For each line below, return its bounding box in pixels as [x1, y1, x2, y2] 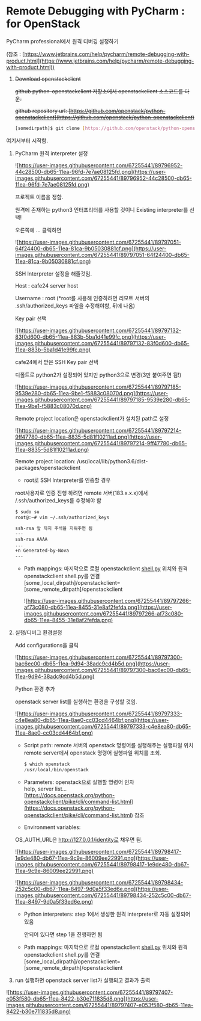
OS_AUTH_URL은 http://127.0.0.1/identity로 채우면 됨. [14, 836, 143, 843]
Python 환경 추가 [14, 685, 55, 692]
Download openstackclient [14, 75, 81, 82]
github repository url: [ [14, 107, 71, 114]
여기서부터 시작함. [6, 137, 49, 144]
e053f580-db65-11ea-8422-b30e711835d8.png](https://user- [6, 995, 159, 1002]
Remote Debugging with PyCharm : [6, 4, 185, 18]
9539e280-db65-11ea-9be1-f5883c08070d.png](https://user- [14, 389, 169, 396]
